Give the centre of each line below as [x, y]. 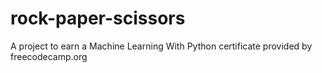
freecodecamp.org [49, 56]
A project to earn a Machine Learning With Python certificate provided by [161, 46]
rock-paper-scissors [98, 18]
